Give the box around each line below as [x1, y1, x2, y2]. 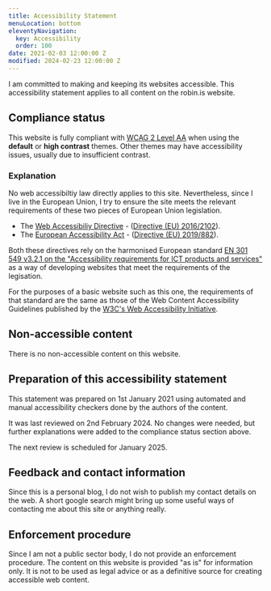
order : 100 [15, 42, 52, 50]
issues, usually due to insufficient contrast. [8, 150, 151, 159]
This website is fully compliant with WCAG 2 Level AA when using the [8, 133, 240, 142]
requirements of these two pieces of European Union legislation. [8, 205, 223, 215]
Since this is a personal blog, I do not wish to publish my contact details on [8, 487, 256, 497]
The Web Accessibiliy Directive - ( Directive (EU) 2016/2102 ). [19, 221, 221, 230]
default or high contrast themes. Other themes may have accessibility [8, 141, 244, 150]
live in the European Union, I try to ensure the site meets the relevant [8, 196, 236, 206]
